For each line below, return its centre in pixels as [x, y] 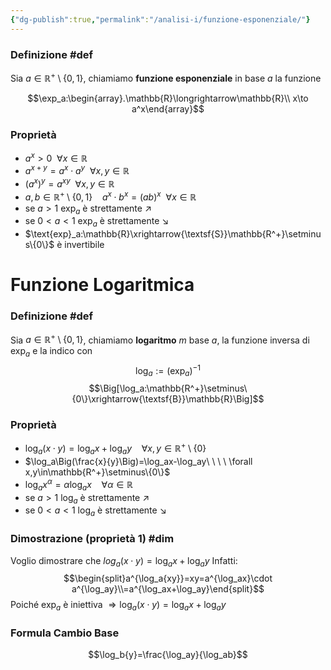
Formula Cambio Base [65, 633]
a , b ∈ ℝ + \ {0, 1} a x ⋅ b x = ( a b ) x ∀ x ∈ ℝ [110, 196]
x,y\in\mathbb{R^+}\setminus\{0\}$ [97, 472]
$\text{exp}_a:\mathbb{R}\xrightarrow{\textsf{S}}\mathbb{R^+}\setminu [173, 234]
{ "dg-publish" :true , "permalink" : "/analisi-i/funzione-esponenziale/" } [160, 19]
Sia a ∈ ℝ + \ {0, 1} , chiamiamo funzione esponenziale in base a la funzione [166, 77]
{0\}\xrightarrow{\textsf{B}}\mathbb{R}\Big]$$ [168, 399]
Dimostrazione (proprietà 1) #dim [92, 539]
